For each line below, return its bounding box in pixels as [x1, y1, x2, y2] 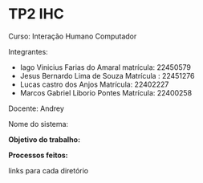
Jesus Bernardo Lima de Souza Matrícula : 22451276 [19, 71, 195, 80]
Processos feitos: [8, 150, 68, 160]
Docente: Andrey [8, 104, 64, 113]
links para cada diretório [8, 165, 89, 175]
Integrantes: [8, 47, 48, 56]
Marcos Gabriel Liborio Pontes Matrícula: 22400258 [19, 87, 193, 97]
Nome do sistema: [8, 119, 69, 128]
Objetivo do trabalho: [8, 134, 81, 144]
